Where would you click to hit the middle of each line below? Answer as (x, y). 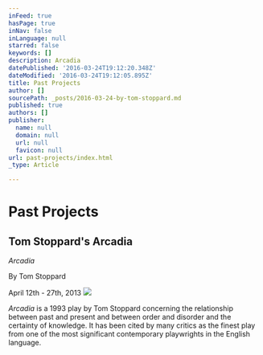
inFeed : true (30, 16)
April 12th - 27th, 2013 (45, 293)
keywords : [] (30, 53)
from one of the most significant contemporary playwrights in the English (129, 334)
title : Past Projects (45, 83)
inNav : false (30, 31)
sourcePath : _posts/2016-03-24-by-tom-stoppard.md (95, 98)
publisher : (27, 120)
